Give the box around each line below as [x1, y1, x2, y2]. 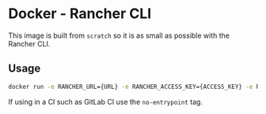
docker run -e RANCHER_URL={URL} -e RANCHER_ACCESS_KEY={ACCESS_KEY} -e [8, 83, 253, 90]
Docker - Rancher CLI [8, 5, 152, 23]
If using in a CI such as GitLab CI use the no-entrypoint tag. [8, 97, 203, 106]
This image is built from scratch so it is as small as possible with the [8, 31, 230, 40]
